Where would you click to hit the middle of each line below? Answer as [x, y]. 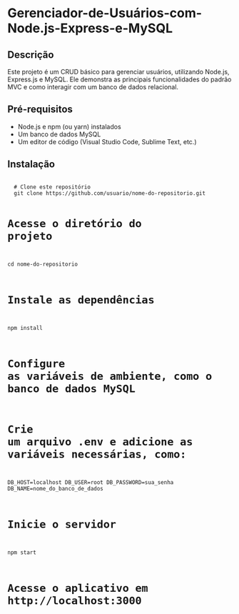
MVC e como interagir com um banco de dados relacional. [93, 87]
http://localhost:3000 [75, 601]
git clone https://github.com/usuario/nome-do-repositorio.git [110, 193]
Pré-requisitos [40, 110]
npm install [25, 328]
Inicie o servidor [62, 524]
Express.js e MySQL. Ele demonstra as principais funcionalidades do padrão [119, 79]
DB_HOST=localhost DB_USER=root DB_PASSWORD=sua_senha [91, 483]
